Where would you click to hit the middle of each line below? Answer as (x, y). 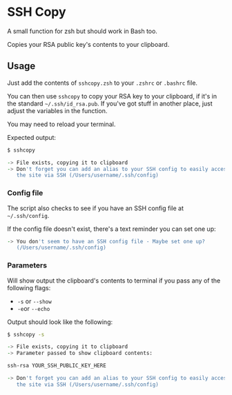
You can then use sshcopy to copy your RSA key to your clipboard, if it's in (112, 96)
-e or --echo (33, 308)
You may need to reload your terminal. (61, 124)
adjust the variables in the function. (57, 110)
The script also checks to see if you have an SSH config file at (96, 208)
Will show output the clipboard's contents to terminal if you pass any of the (114, 281)
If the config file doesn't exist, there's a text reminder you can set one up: (112, 229)
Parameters (27, 265)
